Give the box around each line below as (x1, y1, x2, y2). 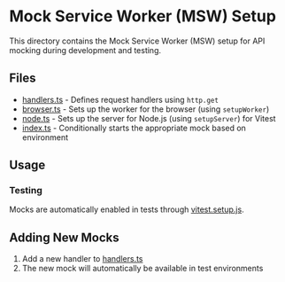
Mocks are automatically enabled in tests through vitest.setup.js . (9, 204, 245, 215)
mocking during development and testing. (9, 44, 162, 55)
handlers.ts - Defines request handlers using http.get (21, 94, 220, 105)
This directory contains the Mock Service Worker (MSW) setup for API (9, 35, 266, 46)
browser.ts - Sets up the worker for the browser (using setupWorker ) (21, 104, 270, 114)
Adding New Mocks (9, 230, 119, 245)
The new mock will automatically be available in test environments (21, 263, 264, 274)
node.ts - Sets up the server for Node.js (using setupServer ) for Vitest (21, 113, 276, 123)
